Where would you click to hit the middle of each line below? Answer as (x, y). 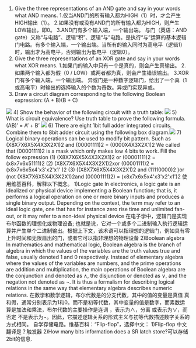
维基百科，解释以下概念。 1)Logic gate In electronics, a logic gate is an (96, 184)
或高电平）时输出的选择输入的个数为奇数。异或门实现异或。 (86, 87)
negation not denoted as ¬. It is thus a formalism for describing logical (90, 282)
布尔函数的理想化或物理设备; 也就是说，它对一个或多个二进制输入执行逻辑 (94, 223)
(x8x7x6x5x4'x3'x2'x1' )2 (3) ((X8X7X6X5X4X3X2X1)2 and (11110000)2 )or (95, 170)
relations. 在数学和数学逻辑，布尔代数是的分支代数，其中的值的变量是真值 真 (98, 295)
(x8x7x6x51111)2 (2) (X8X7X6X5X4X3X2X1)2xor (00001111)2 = (80, 163)
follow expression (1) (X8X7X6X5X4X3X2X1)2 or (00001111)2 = (81, 157)
